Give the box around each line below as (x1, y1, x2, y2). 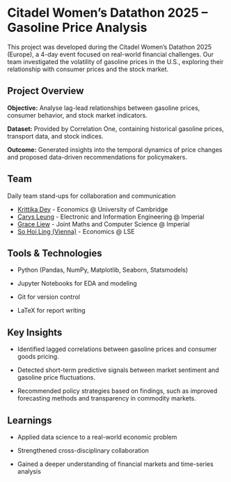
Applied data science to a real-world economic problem (17, 433, 177, 441)
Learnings (7, 414, 52, 426)
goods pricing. (17, 352, 59, 361)
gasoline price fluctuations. (17, 373, 96, 382)
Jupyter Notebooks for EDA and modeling (17, 279, 137, 288)
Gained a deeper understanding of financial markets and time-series (17, 460, 214, 468)
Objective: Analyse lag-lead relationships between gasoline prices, (7, 103, 200, 112)
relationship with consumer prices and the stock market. (7, 65, 169, 73)
